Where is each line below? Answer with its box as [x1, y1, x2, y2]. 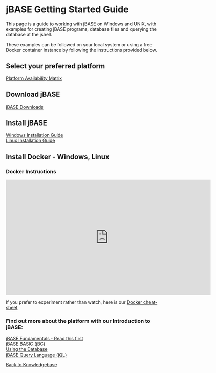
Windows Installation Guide [6, 132, 63, 138]
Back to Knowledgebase [6, 362, 57, 368]
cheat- [143, 299, 158, 305]
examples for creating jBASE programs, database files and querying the [6, 26, 157, 32]
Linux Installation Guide [6, 137, 55, 144]
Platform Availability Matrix [6, 75, 62, 81]
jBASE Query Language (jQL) [6, 352, 67, 358]
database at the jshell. [6, 31, 53, 37]
